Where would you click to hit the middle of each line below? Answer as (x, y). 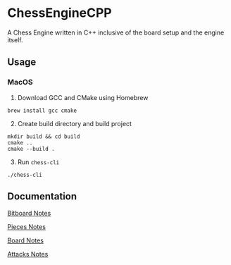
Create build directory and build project (75, 123)
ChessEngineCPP (60, 13)
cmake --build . (31, 149)
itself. (15, 39)
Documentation (42, 196)
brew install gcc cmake (42, 111)
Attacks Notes (28, 254)
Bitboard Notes (29, 214)
